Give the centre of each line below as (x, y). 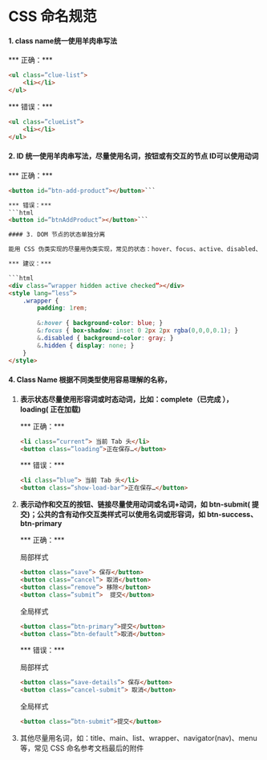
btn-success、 (233, 515)
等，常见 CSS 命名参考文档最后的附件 (82, 748)
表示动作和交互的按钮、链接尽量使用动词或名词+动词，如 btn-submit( (135, 504)
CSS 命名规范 (53, 16)
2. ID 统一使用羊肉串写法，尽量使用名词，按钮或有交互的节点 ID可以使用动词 (133, 156)
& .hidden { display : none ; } (86, 345)
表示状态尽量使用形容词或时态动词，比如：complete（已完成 (120, 399)
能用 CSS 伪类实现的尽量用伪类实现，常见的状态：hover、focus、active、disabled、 (135, 249)
